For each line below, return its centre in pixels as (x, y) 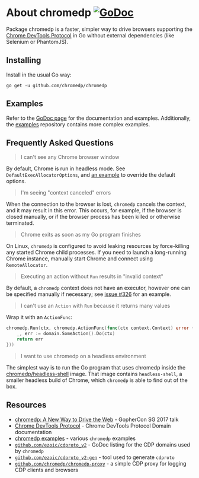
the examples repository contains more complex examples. (78, 124)
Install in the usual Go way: (39, 75)
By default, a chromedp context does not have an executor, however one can (98, 288)
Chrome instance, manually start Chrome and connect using (79, 259)
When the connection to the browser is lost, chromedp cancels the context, (96, 204)
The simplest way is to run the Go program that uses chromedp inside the (96, 367)
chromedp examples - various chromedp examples (75, 438)
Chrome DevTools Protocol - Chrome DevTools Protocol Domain (93, 426)
